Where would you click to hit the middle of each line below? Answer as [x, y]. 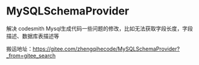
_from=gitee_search [31, 55]
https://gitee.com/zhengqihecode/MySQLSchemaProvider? [106, 49]
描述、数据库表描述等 [33, 36]
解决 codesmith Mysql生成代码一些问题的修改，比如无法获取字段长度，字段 [99, 28]
